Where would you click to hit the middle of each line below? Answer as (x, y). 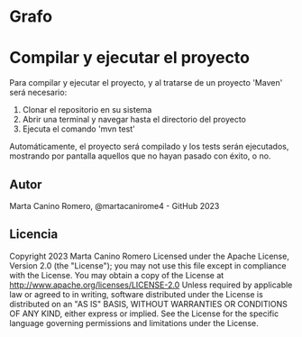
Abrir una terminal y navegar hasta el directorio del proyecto (134, 120)
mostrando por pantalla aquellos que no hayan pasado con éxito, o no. (140, 156)
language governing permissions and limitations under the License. (134, 323)
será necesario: (38, 93)
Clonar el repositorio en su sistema (87, 110)
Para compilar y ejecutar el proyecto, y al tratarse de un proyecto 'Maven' (146, 83)
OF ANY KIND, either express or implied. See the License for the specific (144, 314)
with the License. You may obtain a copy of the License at (117, 275)
